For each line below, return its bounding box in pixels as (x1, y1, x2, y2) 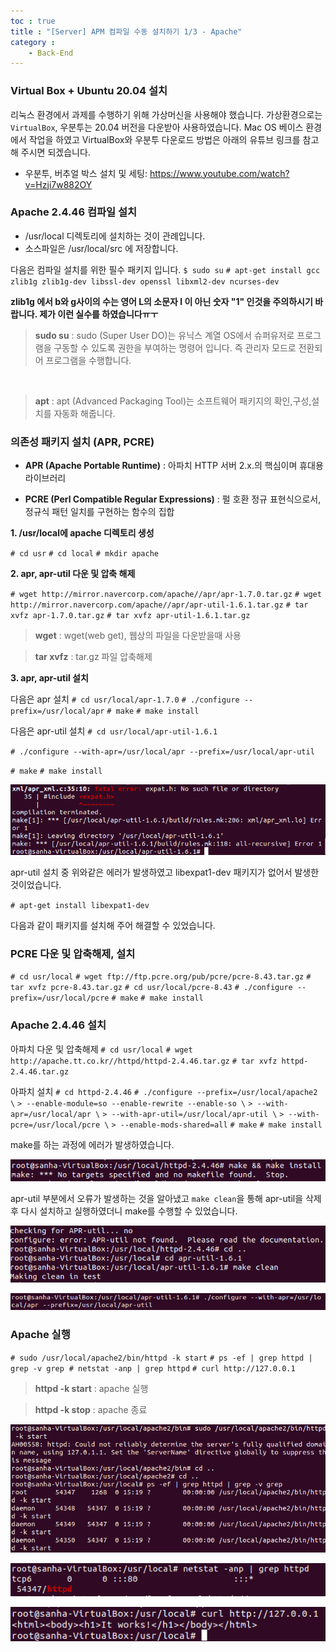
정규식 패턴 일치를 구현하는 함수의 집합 (24, 506, 175, 518)
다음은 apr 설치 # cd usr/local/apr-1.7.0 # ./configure (10, 693, 240, 705)
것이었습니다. (10, 879, 62, 891)
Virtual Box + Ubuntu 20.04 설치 (10, 84, 168, 98)
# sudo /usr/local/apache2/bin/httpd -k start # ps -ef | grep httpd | (10, 1353, 313, 1363)
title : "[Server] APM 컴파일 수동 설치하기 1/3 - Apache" (10, 26, 243, 37)
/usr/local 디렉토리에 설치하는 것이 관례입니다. (24, 230, 206, 242)
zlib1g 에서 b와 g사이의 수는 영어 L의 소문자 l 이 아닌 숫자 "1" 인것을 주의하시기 (10, 295, 313, 307)
